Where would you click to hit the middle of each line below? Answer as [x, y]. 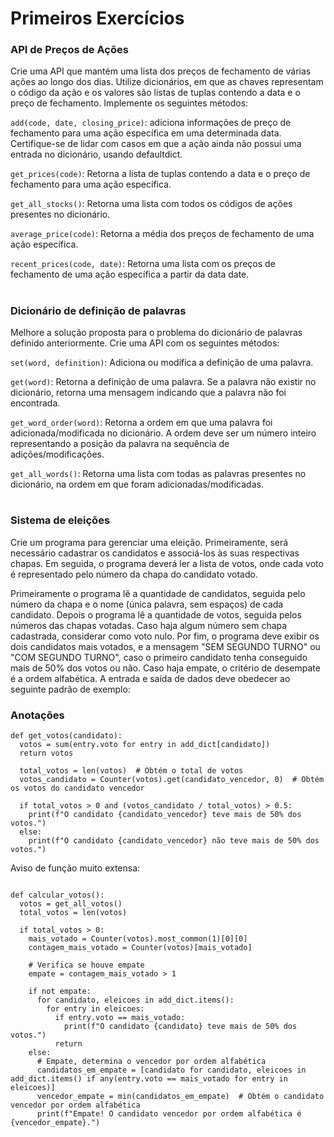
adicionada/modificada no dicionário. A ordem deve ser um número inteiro [163, 433]
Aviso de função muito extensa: [75, 868]
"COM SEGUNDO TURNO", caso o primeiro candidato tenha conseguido [159, 657]
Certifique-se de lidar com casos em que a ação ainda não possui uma [156, 144]
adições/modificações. [57, 454]
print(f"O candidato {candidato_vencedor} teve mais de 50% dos [165, 814]
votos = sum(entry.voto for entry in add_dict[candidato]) [145, 744]
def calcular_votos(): [57, 895]
